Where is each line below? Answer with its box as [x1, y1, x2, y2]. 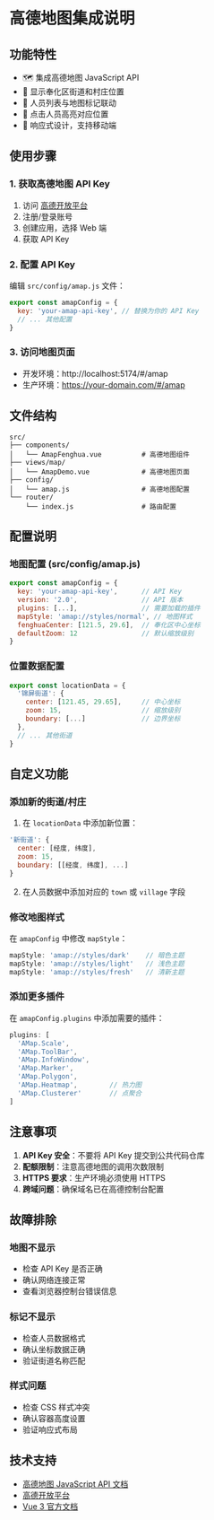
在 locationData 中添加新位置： [21, 817, 139, 828]
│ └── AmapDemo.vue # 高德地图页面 [9, 467, 190, 476]
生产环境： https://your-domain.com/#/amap [21, 379, 185, 390]
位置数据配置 [9, 660, 65, 673]
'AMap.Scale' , [17, 1038, 70, 1048]
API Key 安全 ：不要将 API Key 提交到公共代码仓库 [21, 1149, 205, 1160]
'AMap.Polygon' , [17, 1072, 78, 1081]
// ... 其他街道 [17, 730, 73, 740]
